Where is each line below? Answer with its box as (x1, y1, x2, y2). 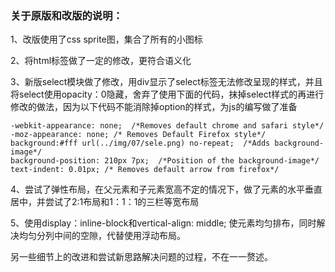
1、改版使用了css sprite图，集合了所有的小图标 (10, 33, 203, 46)
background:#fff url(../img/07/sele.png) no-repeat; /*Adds (10, 138, 271, 149)
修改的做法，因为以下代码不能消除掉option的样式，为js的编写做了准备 (10, 101, 298, 113)
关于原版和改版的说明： (10, 8, 123, 22)
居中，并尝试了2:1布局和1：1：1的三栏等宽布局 (10, 196, 200, 208)
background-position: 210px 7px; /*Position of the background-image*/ (10, 156, 320, 166)
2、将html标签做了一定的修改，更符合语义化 (10, 55, 192, 67)
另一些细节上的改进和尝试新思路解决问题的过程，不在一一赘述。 (10, 251, 273, 263)
